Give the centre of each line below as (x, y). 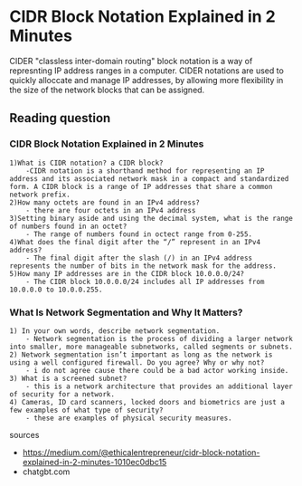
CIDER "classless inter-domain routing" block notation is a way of (131, 61)
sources (24, 434)
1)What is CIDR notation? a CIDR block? (87, 163)
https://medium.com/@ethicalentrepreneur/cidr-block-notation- (141, 452)
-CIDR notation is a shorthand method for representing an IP (145, 171)
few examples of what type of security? (87, 410)
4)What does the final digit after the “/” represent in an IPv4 (135, 242)
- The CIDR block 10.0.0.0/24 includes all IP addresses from (145, 281)
